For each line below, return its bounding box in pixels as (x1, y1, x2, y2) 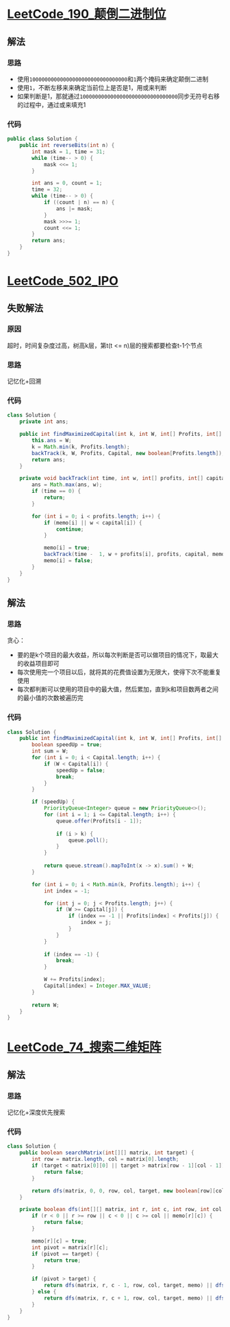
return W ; (31, 1002, 60, 1008)
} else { (31, 1289, 57, 1295)
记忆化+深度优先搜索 (7, 1108, 66, 1116)
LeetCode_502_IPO (7, 273, 118, 289)
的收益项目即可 (16, 660, 60, 668)
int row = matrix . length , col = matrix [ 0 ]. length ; (31, 1156, 179, 1163)
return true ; (43, 1257, 81, 1264)
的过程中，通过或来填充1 (16, 100, 86, 108)
